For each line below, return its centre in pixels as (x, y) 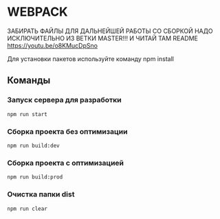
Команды (29, 81)
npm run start (27, 114)
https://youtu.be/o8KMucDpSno (53, 45)
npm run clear (27, 209)
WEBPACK (37, 12)
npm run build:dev (33, 146)
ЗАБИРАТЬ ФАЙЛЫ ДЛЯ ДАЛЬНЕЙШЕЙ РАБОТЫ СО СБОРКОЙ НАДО (110, 31)
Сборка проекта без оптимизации (67, 131)
